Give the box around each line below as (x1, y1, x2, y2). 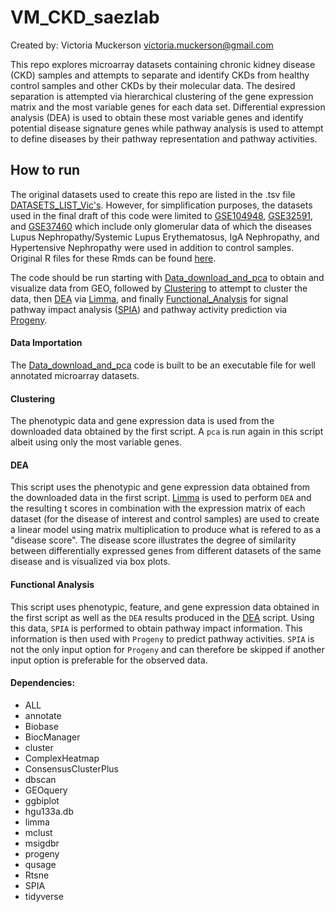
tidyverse (24, 890, 64, 902)
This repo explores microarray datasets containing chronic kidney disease (10, 58, 316, 70)
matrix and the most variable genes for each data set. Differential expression (10, 101, 326, 113)
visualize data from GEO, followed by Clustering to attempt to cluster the (10, 282, 308, 294)
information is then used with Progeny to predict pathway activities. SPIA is (10, 632, 315, 645)
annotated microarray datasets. (10, 369, 140, 381)
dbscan (24, 773, 57, 785)
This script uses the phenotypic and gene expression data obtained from (10, 481, 311, 493)
